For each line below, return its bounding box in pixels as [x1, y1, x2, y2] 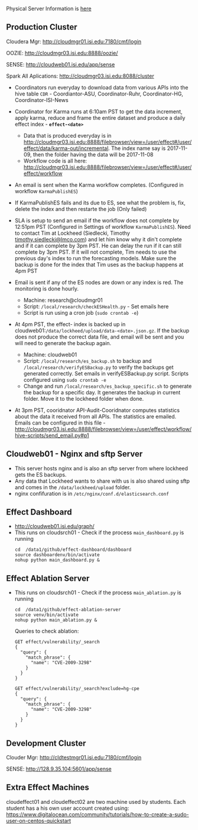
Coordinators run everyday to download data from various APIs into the [14, 84, 189, 91]
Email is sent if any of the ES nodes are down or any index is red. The [14, 279, 184, 286]
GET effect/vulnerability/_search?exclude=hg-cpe [14, 686, 140, 692]
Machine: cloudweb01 [23, 351, 77, 358]
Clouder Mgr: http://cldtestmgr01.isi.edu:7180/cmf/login [6, 754, 142, 761]
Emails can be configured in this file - [14, 419, 106, 426]
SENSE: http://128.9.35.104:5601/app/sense [6, 765, 112, 772]
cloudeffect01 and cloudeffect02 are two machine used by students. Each [6, 798, 186, 805]
